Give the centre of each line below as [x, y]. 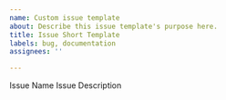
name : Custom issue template [65, 18]
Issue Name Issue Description [66, 85]
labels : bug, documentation [63, 43]
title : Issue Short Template [65, 35]
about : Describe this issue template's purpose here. [114, 26]
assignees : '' [36, 52]
